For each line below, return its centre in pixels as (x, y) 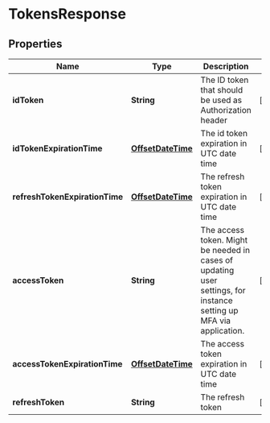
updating (217, 270)
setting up (219, 311)
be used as (221, 100)
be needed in (225, 250)
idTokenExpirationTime (57, 148)
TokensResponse (67, 14)
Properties (35, 44)
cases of (217, 260)
